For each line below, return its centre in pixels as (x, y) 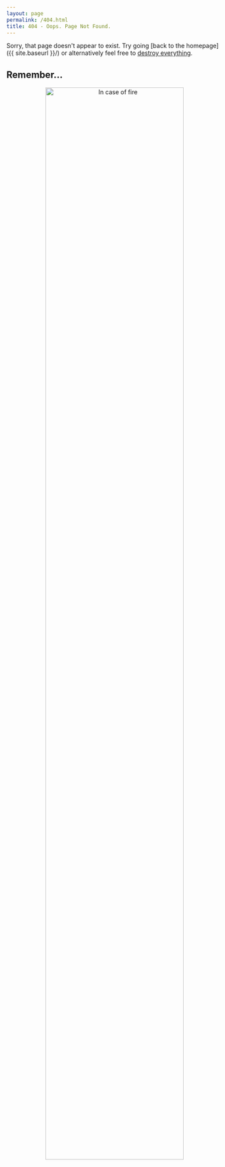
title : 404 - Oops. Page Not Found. (59, 26)
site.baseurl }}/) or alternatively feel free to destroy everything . (104, 53)
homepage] (202, 46)
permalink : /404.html (37, 20)
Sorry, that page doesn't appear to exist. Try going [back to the (96, 46)
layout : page (25, 13)
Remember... (35, 75)
